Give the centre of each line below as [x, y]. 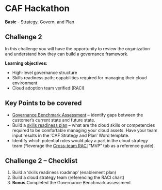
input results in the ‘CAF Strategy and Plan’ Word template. [71, 135]
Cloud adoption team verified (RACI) [48, 88]
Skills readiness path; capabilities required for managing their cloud [79, 77]
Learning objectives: [26, 63]
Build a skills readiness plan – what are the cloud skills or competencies [83, 125]
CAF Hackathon [37, 8]
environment [25, 83]
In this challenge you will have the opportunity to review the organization [78, 48]
